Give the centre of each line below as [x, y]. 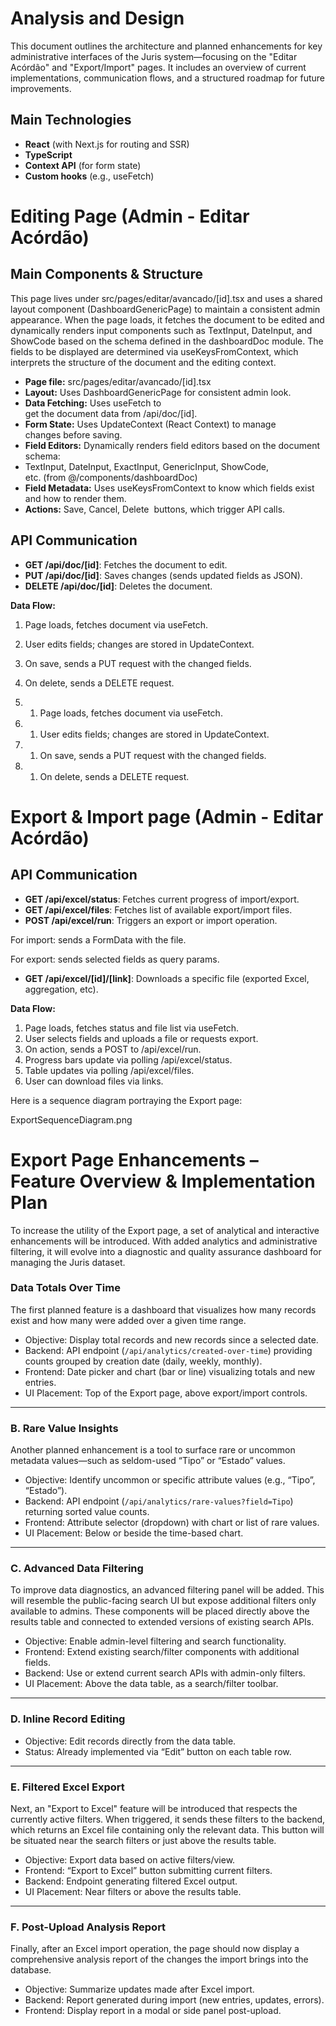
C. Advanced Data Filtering [77, 1569]
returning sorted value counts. [87, 1512]
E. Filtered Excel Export [67, 1787]
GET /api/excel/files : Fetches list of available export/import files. [158, 909]
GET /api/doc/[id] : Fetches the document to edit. [126, 564]
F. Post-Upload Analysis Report [88, 1927]
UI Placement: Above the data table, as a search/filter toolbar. [151, 1684]
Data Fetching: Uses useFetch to [93, 403]
